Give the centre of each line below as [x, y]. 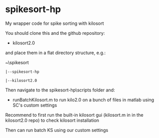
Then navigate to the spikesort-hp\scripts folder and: [60, 90]
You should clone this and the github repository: [55, 33]
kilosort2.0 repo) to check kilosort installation [52, 120]
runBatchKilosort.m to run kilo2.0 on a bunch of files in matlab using [83, 100]
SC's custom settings [35, 105]
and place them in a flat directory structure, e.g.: [56, 53]
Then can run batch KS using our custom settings [57, 130]
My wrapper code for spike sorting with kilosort [55, 23]
